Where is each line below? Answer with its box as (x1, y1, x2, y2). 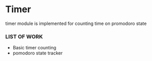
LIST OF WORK (5, 33, 43, 40)
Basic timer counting (12, 45, 56, 51)
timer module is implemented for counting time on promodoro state (5, 20, 147, 26)
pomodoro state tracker (12, 50, 63, 56)
